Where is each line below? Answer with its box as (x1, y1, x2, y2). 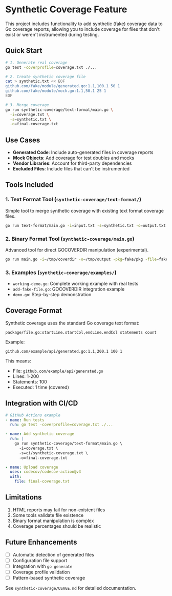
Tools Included (5, 181, 54, 189)
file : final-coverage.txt (14, 479, 70, 484)
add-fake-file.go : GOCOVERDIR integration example (12, 286, 125, 292)
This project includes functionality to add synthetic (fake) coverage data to (5, 21, 163, 27)
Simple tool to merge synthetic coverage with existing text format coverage (5, 207, 164, 214)
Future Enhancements (5, 538, 78, 547)
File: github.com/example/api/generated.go (12, 368, 103, 374)
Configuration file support (12, 557, 68, 563)
